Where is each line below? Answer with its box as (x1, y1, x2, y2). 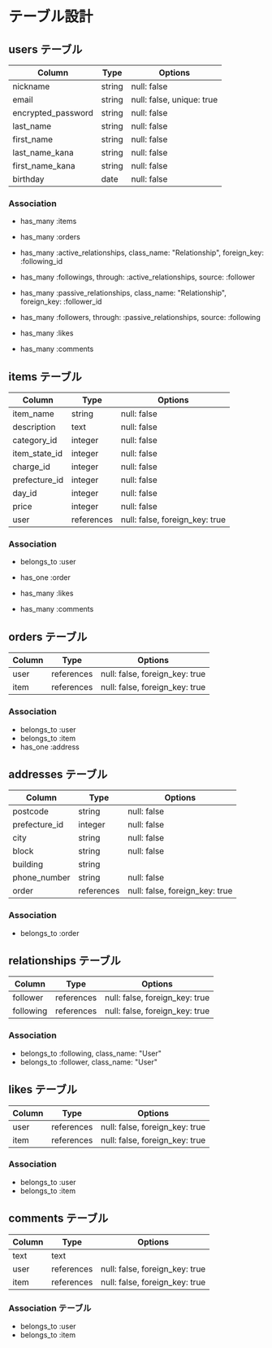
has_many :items (19, 217, 77, 226)
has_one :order (19, 573, 71, 582)
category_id (12, 435, 58, 446)
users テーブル (8, 42, 83, 56)
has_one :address (19, 742, 80, 752)
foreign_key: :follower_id (19, 296, 102, 306)
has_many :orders (19, 232, 81, 242)
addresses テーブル (8, 767, 108, 781)
